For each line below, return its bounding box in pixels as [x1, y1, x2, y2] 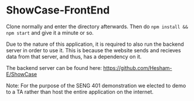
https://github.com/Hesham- [103, 64, 172, 71]
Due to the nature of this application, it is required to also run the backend [6, 41, 185, 48]
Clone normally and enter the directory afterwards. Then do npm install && [6, 23, 189, 30]
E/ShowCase [6, 70, 37, 78]
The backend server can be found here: [6, 64, 103, 71]
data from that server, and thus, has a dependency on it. [6, 53, 142, 60]
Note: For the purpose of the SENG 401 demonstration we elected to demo [6, 82, 186, 89]
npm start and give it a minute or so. [6, 29, 94, 36]
